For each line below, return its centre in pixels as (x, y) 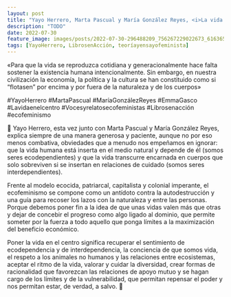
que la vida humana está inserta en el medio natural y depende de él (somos (115, 150)
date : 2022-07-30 (32, 33)
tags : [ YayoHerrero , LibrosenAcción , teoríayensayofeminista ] (98, 45)
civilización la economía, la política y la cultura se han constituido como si (112, 79)
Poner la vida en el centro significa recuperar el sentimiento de (96, 242)
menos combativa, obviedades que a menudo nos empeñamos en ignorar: (112, 143)
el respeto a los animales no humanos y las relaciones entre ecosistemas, (111, 257)
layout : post (26, 13)
